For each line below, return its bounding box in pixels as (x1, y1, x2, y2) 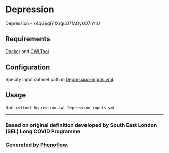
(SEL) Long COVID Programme (5, 128, 81, 135)
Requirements (5, 35, 50, 43)
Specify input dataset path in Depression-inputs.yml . (5, 76, 115, 82)
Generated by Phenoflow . (5, 141, 69, 148)
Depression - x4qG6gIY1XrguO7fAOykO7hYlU (5, 20, 100, 26)
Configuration (5, 63, 50, 72)
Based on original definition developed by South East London (5, 122, 157, 129)
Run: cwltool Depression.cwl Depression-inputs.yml (5, 105, 115, 111)
